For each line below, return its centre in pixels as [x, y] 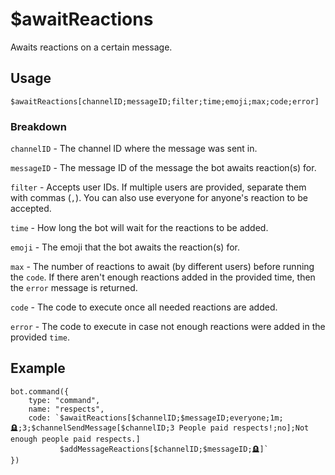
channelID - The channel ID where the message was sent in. [134, 149]
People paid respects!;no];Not [244, 428]
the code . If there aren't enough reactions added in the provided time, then [163, 277]
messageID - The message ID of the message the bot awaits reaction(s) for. [163, 168]
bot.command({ [40, 391]
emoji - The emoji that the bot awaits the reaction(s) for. [125, 247]
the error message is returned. [74, 288]
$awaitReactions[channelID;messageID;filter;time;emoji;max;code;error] [165, 101]
